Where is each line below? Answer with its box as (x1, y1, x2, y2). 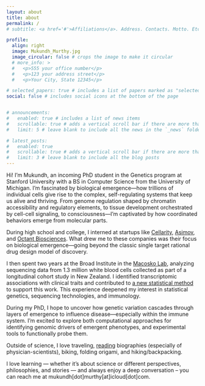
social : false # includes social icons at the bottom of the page (6, 93, 179, 99)
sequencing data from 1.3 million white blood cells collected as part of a (6, 266, 187, 273)
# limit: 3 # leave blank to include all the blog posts (6, 155, 160, 161)
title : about (6, 15, 40, 21)
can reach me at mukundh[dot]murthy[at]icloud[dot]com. (6, 373, 151, 380)
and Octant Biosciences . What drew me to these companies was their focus (6, 235, 197, 242)
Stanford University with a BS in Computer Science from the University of (6, 178, 191, 185)
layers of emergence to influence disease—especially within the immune (6, 310, 189, 318)
